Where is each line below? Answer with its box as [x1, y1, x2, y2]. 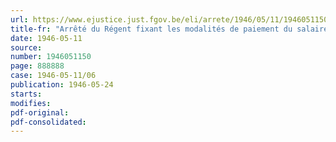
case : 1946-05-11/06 [10, 71, 97, 81]
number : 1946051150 [10, 52, 92, 62]
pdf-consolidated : [10, 117, 87, 127]
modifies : [10, 98, 52, 108]
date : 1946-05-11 [10, 33, 83, 43]
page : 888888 [10, 61, 65, 71]
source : [10, 42, 43, 53]
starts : [10, 89, 43, 99]
